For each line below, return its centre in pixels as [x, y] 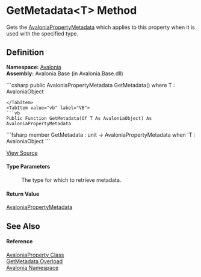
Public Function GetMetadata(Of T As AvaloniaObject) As [79, 118]
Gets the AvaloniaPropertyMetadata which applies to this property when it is [101, 27]
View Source [22, 153]
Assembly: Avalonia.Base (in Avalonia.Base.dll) [65, 73]
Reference [20, 241]
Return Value [23, 194]
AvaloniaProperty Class [35, 255]
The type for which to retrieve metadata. [71, 180]
